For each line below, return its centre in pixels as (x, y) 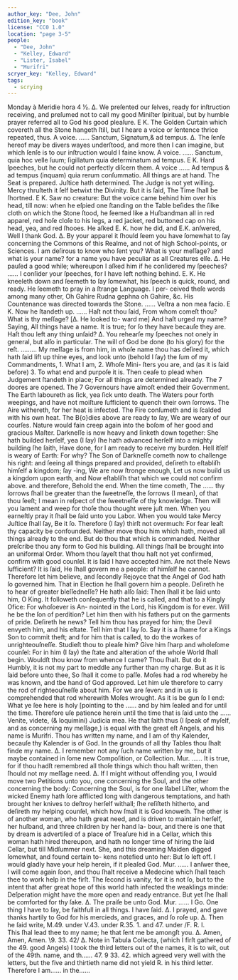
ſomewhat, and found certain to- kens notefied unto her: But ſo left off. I (112, 857)
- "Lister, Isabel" (43, 61)
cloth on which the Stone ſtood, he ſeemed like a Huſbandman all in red (111, 213)
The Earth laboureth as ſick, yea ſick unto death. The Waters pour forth (111, 395)
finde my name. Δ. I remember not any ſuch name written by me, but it (109, 751)
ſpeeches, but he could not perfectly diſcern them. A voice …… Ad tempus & (118, 167)
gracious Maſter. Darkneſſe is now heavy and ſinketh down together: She (113, 433)
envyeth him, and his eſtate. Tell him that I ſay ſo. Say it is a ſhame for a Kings (119, 630)
